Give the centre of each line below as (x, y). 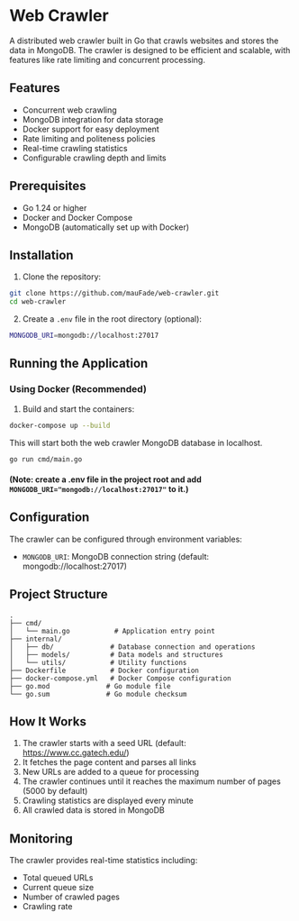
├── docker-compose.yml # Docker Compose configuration (120, 678)
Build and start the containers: (78, 409)
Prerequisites (48, 186)
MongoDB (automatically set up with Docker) (106, 227)
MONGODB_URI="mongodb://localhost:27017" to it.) (99, 489)
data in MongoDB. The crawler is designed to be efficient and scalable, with (150, 50)
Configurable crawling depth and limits (94, 158)
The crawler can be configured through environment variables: (126, 539)
